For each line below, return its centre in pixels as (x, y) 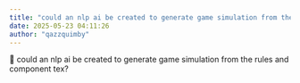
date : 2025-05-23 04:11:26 (59, 26)
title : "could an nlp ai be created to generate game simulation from (143, 17)
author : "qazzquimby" (50, 34)
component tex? (39, 69)
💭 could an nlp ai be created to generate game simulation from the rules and (149, 60)
